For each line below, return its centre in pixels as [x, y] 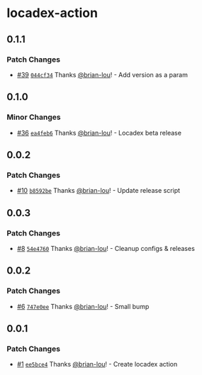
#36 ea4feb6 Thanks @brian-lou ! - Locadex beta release [99, 133]
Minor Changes [34, 117]
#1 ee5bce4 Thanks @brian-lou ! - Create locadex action [97, 364]
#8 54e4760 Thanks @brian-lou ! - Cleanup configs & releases [106, 248]
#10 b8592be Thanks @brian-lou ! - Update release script [99, 191]
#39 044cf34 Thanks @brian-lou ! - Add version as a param [102, 74]
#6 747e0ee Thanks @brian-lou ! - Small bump [83, 306]
